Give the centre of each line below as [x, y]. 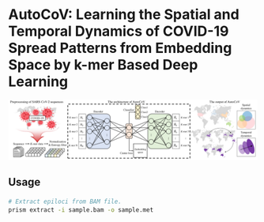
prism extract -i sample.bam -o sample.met [81, 210]
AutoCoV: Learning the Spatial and [124, 15]
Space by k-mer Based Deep [103, 65]
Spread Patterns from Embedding [120, 48]
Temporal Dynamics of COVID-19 [119, 31]
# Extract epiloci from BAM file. [65, 201]
